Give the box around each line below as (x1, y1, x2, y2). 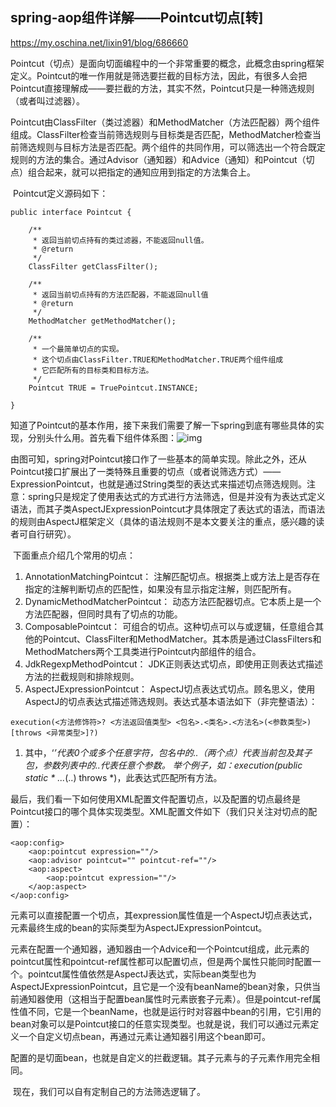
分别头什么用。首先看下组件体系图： (27, 431, 177, 443)
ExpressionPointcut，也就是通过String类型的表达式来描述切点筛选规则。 (10, 478, 308, 490)
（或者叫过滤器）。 (10, 94, 85, 107)
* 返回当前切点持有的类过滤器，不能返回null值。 (32, 235, 209, 245)
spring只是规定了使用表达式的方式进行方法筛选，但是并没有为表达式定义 (27, 490, 326, 502)
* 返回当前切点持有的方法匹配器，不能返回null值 (32, 289, 209, 300)
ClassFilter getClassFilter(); (28, 261, 159, 272)
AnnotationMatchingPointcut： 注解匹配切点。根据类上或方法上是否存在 (24, 570, 321, 582)
